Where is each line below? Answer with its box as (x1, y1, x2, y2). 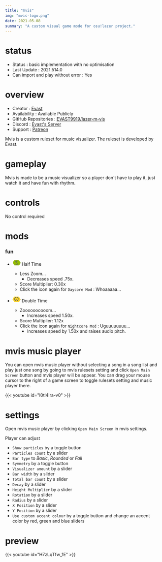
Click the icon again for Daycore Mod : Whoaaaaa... (19, 286, 122, 292)
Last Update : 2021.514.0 (12, 67, 63, 73)
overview (5, 89, 44, 100)
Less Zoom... (19, 271, 46, 277)
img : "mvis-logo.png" (5, 13, 50, 18)
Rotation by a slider (12, 492, 53, 498)
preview (5, 535, 39, 546)
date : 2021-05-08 (5, 18, 41, 23)
